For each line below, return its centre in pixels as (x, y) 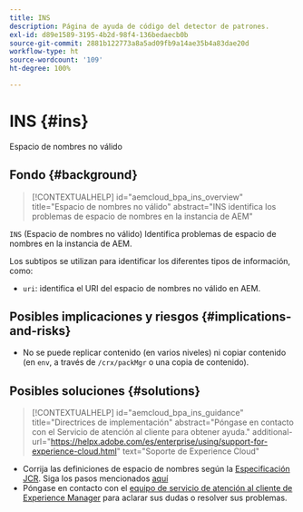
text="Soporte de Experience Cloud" (191, 451)
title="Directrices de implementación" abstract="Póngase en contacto (163, 422)
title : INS (30, 18)
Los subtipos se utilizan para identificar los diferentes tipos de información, (150, 261)
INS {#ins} (49, 121)
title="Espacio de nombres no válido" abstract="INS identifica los (154, 206)
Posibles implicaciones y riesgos (104, 317)
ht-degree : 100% (40, 69)
